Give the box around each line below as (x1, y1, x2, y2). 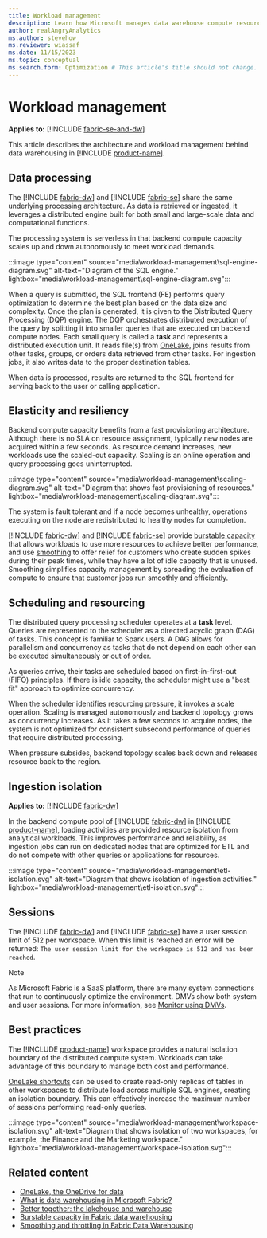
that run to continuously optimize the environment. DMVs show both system (8, 991, 257, 1001)
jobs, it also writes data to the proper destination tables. (8, 357, 191, 366)
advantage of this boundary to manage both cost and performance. (8, 1061, 229, 1071)
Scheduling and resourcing (8, 596, 145, 609)
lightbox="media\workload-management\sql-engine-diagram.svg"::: (8, 274, 231, 284)
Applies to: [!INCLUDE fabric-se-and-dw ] (8, 124, 145, 134)
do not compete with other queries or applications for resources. (8, 850, 220, 860)
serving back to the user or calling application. (8, 381, 161, 390)
